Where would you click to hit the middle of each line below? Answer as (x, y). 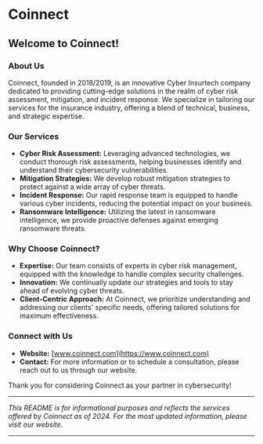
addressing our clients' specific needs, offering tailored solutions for (130, 308)
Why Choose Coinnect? (54, 249)
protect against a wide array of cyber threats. (92, 187)
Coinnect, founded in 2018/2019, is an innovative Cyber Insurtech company (130, 82)
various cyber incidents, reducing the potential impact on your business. (136, 204)
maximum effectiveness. (59, 316)
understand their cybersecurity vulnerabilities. (94, 170)
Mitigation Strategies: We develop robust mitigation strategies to (125, 179)
